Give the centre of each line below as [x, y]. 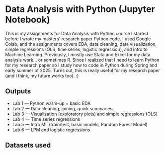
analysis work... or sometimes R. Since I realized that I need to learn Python [82, 60]
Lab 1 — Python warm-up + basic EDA [51, 103]
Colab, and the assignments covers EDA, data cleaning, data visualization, [81, 44]
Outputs [18, 91]
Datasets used [28, 145]
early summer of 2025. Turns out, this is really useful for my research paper [82, 70]
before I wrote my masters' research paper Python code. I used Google [78, 39]
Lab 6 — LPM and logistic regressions [51, 130]
